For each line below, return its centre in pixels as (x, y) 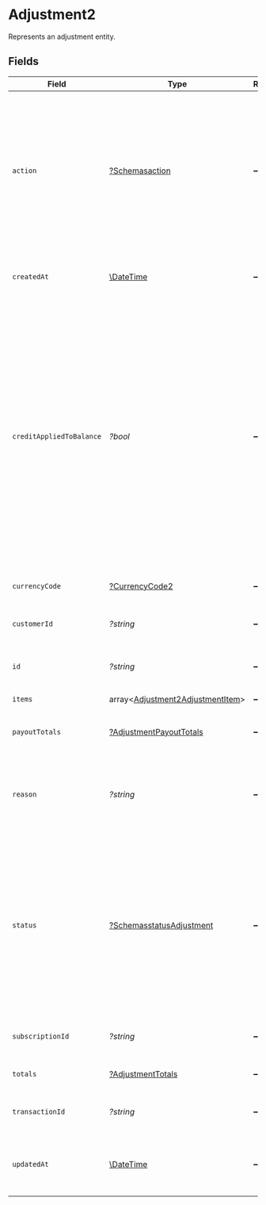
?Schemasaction (141, 171)
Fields (24, 61)
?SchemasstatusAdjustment (161, 925)
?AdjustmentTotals (144, 1074)
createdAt (30, 276)
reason (25, 794)
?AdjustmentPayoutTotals (156, 731)
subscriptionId (41, 1036)
